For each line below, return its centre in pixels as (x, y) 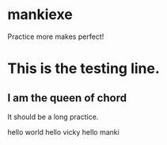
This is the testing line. (83, 69)
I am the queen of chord (67, 98)
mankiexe (40, 15)
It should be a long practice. (53, 116)
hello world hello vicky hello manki (63, 132)
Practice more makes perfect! (56, 36)
